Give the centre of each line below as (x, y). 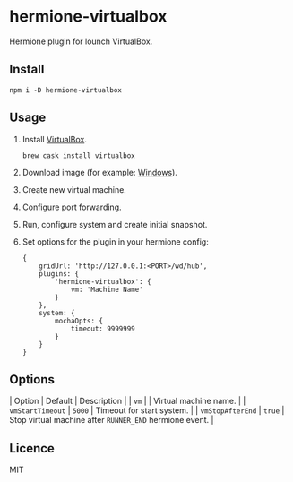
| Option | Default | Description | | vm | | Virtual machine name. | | (128, 401)
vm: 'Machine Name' (107, 289)
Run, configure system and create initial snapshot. (115, 224)
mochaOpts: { (79, 321)
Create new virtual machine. (74, 189)
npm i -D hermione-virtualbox (66, 90)
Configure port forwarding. (72, 207)
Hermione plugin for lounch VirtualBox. (81, 41)
